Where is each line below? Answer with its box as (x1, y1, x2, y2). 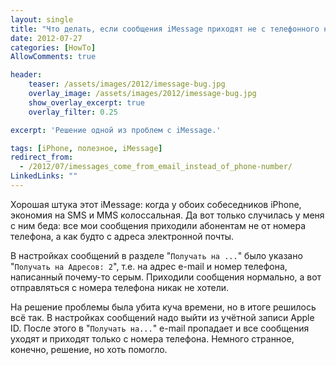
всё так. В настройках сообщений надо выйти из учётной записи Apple (10, 311, 315, 323)
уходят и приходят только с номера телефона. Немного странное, (10, 332, 295, 345)
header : (10, 70, 43, 80)
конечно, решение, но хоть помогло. (10, 343, 168, 355)
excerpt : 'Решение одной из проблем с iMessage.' (10, 125, 222, 135)
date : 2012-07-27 (10, 33, 83, 43)
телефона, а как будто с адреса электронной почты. (10, 230, 235, 242)
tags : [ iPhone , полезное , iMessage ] (10, 143, 163, 153)
